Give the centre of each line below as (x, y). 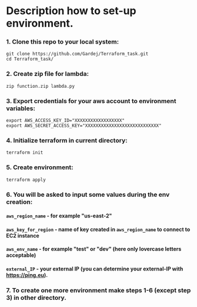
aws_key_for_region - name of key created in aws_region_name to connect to (98, 229)
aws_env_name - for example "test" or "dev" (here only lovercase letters (94, 249)
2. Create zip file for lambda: (48, 74)
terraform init (25, 153)
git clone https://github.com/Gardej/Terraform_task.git (77, 54)
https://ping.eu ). (27, 275)
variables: (21, 108)
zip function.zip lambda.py (41, 86)
